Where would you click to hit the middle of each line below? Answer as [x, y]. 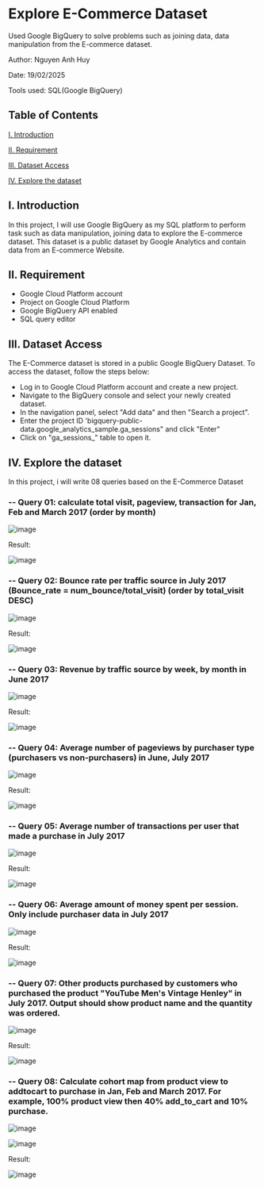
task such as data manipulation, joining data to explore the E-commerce [126, 233]
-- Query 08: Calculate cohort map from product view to [118, 1081]
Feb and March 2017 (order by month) [82, 512]
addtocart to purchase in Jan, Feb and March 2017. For [115, 1091]
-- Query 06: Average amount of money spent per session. [123, 905]
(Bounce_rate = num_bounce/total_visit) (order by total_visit [126, 590]
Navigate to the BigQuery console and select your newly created [125, 396]
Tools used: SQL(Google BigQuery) [65, 90]
